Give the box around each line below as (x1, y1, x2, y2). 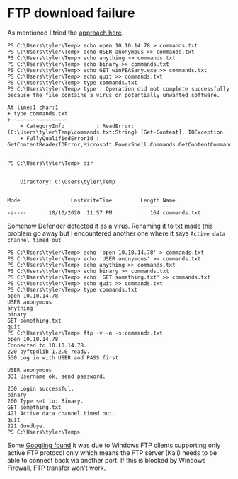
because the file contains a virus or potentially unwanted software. (7, 91, 220, 98)
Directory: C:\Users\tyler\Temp (20, 178, 115, 185)
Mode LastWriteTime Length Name (7, 197, 176, 204)
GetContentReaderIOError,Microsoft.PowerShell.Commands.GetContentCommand (7, 141, 233, 148)
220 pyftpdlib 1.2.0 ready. (7, 348, 91, 355)
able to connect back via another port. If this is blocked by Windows (7, 456, 207, 464)
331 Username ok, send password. (7, 373, 106, 380)
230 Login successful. (7, 385, 74, 392)
